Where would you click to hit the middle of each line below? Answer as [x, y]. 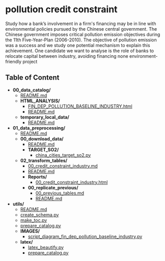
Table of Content [32, 78]
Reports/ [37, 177]
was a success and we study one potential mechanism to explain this [78, 45]
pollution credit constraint [62, 9]
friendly [13, 61]
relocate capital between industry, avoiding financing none [67, 56]
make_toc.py [34, 220]
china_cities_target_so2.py [63, 155]
